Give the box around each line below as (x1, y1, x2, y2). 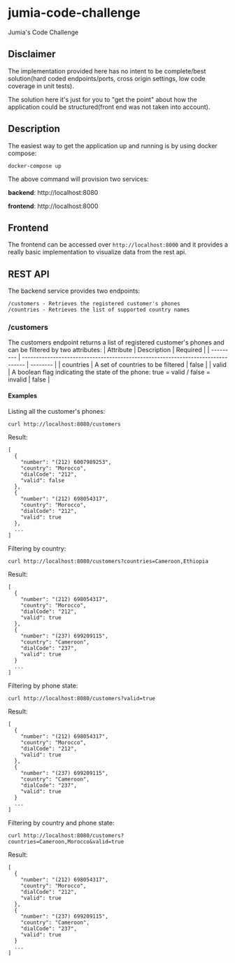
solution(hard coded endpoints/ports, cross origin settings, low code (8, 74, 206, 82)
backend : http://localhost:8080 (8, 188, 99, 196)
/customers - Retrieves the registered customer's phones (8, 301, 180, 307)
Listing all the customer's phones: (8, 407, 106, 415)
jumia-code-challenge (8, 5, 141, 21)
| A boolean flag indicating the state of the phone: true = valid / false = (8, 368, 211, 377)
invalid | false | (8, 375, 50, 384)
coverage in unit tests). (8, 82, 74, 90)
